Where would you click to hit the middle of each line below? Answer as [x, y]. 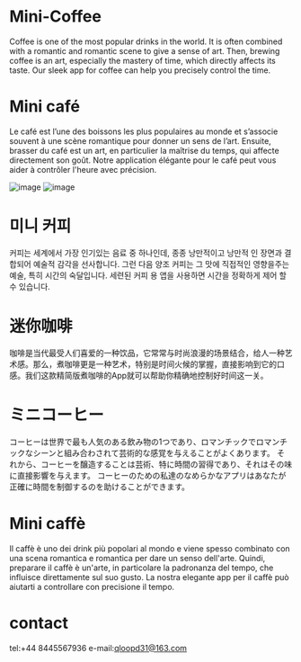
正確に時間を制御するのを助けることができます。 [100, 487]
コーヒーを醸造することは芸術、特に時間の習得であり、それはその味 [166, 464]
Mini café [45, 107]
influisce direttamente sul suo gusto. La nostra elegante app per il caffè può [149, 577]
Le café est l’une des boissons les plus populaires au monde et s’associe [144, 131]
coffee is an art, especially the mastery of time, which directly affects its [142, 60]
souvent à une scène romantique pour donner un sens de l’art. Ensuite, [140, 140]
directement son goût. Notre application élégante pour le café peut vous [143, 160]
